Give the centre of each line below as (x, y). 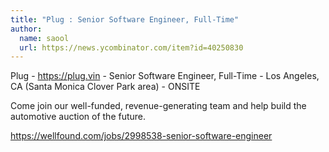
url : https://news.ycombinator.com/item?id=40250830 (131, 47)
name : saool (44, 38)
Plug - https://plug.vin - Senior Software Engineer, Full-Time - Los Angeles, (165, 76)
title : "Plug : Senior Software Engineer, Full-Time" (125, 19)
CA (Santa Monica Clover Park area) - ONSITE (105, 87)
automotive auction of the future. (78, 117)
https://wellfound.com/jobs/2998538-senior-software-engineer (141, 136)
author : (26, 29)
